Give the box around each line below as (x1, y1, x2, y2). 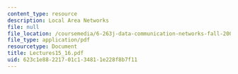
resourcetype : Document (7, 43, 78, 50)
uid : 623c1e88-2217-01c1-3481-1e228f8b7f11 (7, 56, 138, 63)
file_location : (7, 30, 52, 37)
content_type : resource (7, 10, 78, 18)
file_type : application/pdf (7, 37, 91, 44)
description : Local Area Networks (7, 17, 110, 24)
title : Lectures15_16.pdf (7, 50, 84, 57)
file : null (7, 23, 40, 30)
